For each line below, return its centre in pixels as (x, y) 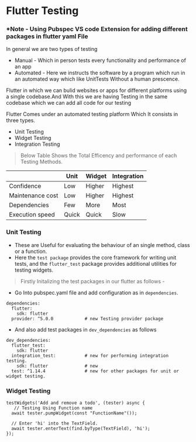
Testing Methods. (42, 162)
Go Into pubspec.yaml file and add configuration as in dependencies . (96, 292)
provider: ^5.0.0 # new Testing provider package (87, 318)
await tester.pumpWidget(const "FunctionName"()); (74, 413)
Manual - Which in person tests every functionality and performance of (100, 60)
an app (23, 67)
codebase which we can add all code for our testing (69, 103)
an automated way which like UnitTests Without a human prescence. (97, 79)
